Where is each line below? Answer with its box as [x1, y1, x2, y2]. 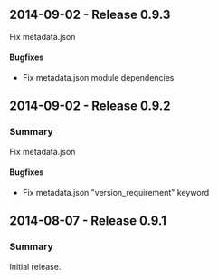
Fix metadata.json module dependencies [22, 72, 175, 83]
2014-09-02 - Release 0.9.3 [9, 7, 171, 23]
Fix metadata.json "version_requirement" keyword [22, 187, 210, 197]
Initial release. [9, 261, 62, 272]
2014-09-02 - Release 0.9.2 [9, 99, 171, 114]
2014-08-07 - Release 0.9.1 [9, 213, 167, 229]
